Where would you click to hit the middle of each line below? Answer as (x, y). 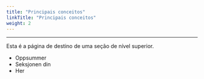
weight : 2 (19, 23)
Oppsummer (31, 58)
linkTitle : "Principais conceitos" (51, 18)
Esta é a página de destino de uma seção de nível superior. (80, 46)
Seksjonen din (33, 64)
